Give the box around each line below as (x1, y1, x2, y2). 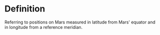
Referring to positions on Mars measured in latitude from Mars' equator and (4, 19, 156, 25)
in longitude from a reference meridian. (4, 24, 83, 30)
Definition (4, 3, 46, 14)
